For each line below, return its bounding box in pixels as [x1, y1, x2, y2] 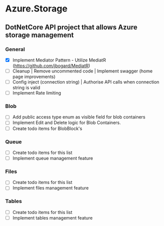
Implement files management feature [12, 185, 89, 191]
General [5, 45, 25, 52]
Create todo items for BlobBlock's [12, 125, 83, 131]
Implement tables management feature [12, 214, 93, 220]
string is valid [12, 84, 41, 90]
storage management [5, 30, 74, 39]
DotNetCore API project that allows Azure [5, 23, 138, 31]
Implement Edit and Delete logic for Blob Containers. [12, 119, 121, 125]
